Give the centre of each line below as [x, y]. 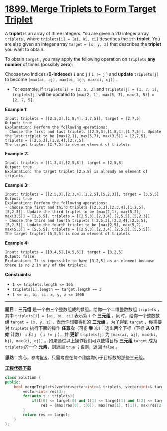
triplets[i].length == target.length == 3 [57, 289]
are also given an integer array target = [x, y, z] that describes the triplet [83, 44]
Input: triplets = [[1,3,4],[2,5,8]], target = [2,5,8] [64, 163]
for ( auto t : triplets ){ [49, 396]
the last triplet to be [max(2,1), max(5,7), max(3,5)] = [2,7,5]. [77, 136]
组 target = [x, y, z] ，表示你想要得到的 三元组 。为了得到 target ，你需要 [83, 322]
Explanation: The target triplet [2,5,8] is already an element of [77, 171]
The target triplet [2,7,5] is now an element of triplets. [69, 144]
